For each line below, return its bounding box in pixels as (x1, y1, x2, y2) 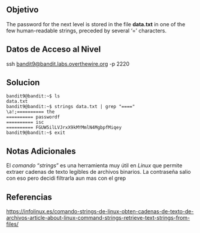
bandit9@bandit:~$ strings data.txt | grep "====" (6, 104, 135, 110)
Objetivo (6, 5, 39, 15)
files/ (6, 220, 19, 228)
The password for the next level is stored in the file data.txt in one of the (6, 20, 186, 27)
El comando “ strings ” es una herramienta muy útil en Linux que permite (6, 162, 183, 169)
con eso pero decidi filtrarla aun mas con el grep (6, 174, 126, 182)
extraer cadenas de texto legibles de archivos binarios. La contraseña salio (6, 168, 192, 176)
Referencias (6, 192, 53, 202)
